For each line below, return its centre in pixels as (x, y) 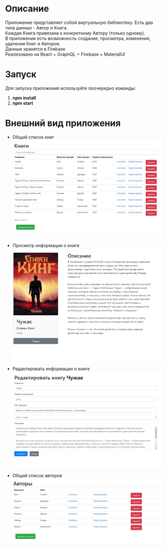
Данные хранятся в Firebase (35, 49)
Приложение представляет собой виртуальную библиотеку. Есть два (79, 22)
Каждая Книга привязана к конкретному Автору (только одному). (75, 33)
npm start (23, 103)
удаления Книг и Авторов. (33, 43)
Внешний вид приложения (63, 123)
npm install (24, 98)
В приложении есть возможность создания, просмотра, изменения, (78, 38)
